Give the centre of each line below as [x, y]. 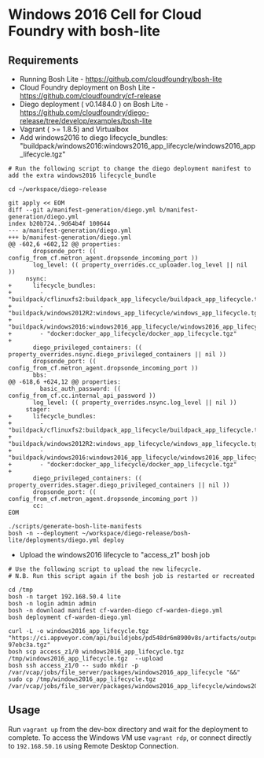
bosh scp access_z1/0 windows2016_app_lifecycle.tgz [96, 652]
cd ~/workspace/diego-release [58, 189]
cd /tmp [21, 590]
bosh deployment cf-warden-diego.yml [70, 617]
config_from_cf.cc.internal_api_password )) [82, 396]
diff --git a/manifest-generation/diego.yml [82, 210]
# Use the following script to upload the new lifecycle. [105, 569]
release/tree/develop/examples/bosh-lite [86, 121]
